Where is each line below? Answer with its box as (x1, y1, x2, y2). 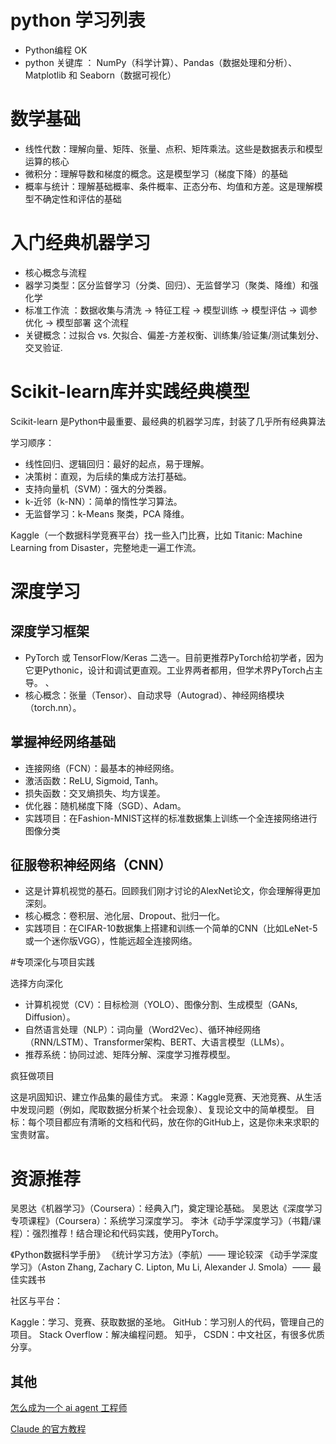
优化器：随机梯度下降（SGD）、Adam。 (24, 799, 187, 811)
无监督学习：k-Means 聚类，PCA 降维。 (24, 507, 190, 520)
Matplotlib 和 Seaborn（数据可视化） (24, 69, 177, 81)
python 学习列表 (10, 9, 146, 32)
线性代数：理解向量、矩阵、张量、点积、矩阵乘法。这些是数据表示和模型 (24, 142, 323, 155)
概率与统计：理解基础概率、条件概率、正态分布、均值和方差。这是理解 (24, 180, 315, 192)
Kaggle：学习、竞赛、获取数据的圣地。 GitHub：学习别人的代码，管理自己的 (10, 1316, 325, 1328)
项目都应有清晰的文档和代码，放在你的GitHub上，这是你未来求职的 (44, 1116, 320, 1128)
